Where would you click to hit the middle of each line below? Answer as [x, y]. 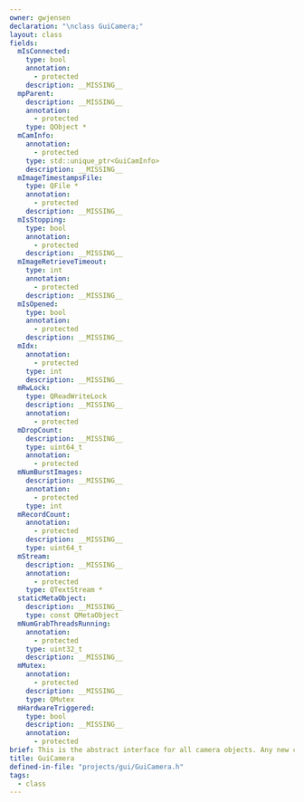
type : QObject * [57, 128]
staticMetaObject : [52, 598]
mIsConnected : [44, 52]
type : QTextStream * [64, 590]
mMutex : [32, 666]
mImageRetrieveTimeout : [62, 262]
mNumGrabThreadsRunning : [64, 624]
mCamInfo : [36, 136]
